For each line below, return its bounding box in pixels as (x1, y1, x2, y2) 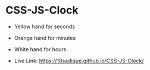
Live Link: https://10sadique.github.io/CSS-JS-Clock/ (14, 57, 144, 64)
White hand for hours (14, 45, 67, 53)
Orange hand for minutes (14, 34, 76, 41)
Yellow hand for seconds (14, 23, 76, 30)
